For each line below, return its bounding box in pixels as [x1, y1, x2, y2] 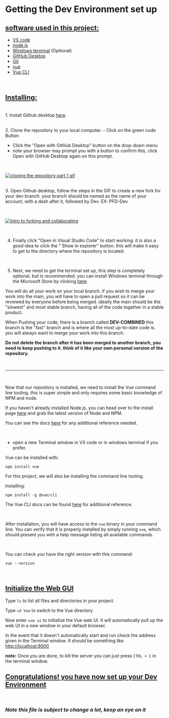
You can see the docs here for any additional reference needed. [5, 419, 137, 426]
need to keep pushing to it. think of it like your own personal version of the [5, 345, 163, 351]
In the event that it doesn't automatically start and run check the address [5, 632, 156, 638]
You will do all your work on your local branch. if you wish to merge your [5, 288, 155, 294]
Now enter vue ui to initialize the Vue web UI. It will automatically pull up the [5, 617, 163, 623]
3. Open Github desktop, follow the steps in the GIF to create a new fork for [5, 187, 161, 193]
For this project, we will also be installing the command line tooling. [5, 473, 144, 479]
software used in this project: [5, 24, 99, 32]
